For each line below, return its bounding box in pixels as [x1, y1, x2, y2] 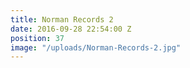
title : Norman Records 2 [10, 14, 114, 25]
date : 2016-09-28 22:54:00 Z [10, 24, 132, 34]
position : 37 [10, 33, 65, 43]
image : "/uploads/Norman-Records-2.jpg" [10, 42, 182, 53]
